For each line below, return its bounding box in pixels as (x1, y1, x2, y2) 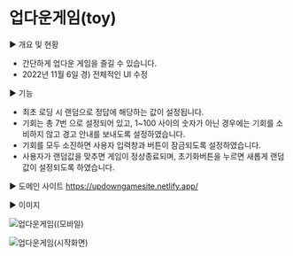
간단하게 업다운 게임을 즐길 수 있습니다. (21, 58, 158, 68)
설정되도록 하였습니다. (38, 161, 115, 173)
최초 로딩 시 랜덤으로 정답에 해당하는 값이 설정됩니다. (21, 106, 204, 117)
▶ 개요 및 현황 (9, 39, 59, 50)
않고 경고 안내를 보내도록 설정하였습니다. (45, 128, 186, 139)
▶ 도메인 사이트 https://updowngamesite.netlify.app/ (9, 181, 199, 191)
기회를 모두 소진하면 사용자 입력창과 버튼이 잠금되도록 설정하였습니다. (21, 139, 261, 151)
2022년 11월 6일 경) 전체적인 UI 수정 (21, 68, 149, 80)
